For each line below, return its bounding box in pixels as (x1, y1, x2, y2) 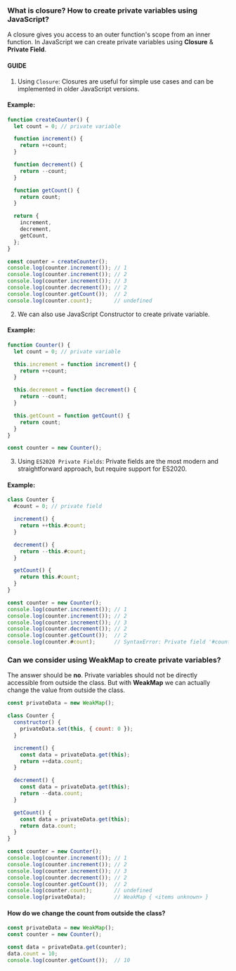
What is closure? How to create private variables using (7, 6, 198, 15)
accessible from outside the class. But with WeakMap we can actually (7, 679, 211, 687)
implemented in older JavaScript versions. (17, 84, 140, 93)
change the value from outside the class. (7, 686, 125, 694)
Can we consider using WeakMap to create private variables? (7, 656, 221, 665)
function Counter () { (7, 341, 71, 348)
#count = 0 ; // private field (13, 503, 102, 510)
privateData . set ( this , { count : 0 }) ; (20, 726, 133, 733)
